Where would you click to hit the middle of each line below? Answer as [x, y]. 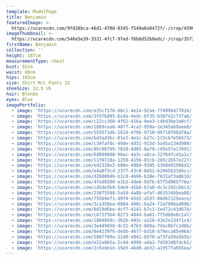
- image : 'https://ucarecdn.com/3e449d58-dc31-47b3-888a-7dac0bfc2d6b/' [103, 226]
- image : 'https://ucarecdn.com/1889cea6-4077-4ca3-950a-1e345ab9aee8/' [103, 127]
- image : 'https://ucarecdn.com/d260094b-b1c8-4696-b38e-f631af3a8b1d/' [103, 177]
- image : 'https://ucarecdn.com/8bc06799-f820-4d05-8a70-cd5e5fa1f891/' [103, 149]
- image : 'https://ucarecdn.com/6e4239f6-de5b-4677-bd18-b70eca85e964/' [103, 231]
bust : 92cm [20, 66]
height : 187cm [24, 56]
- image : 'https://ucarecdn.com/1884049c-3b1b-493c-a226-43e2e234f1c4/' [103, 220]
